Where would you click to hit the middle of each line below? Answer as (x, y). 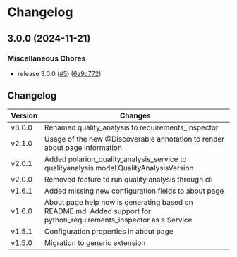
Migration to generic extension (95, 242)
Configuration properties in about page (109, 231)
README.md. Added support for (98, 211)
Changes (135, 115)
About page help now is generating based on (119, 202)
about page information (83, 147)
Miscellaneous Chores (47, 58)
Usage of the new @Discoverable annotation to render (134, 139)
